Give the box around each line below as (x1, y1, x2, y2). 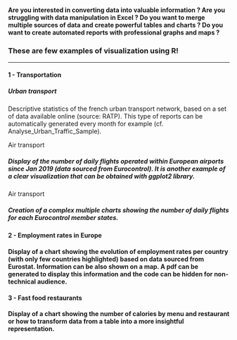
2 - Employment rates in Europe (8, 231, 103, 240)
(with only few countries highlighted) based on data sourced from (8, 255, 205, 263)
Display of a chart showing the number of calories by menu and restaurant (8, 310, 230, 318)
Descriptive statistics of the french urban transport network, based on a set (8, 104, 227, 113)
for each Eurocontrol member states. (8, 214, 119, 222)
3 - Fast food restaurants (8, 293, 82, 302)
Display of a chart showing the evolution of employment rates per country (8, 247, 229, 255)
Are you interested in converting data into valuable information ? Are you (8, 6, 226, 14)
